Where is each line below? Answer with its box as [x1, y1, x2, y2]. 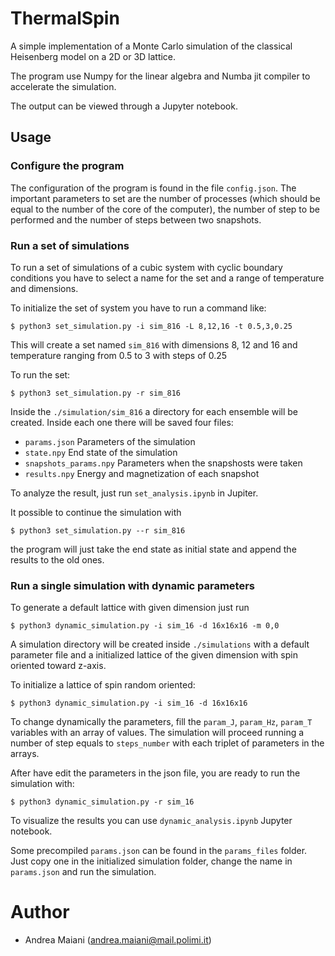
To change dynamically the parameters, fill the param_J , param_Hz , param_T [10, 716, 313, 728]
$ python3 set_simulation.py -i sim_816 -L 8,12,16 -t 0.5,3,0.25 [10, 321, 293, 331]
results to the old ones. [10, 553, 105, 566]
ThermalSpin [10, 7, 120, 30]
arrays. [10, 748, 40, 760]
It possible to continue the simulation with [10, 506, 182, 518]
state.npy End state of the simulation [24, 446, 178, 458]
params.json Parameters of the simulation [24, 435, 196, 447]
